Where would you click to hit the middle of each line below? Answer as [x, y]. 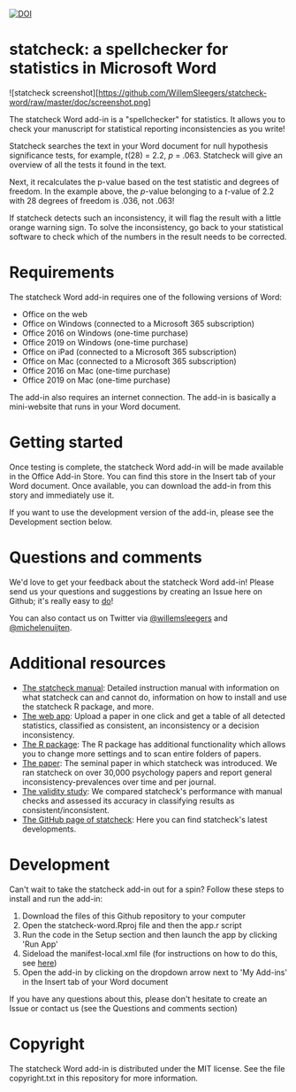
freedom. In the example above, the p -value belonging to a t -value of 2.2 [142, 191]
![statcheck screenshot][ [54, 92]
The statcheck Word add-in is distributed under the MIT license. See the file [147, 1068]
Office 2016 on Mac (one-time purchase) [96, 370]
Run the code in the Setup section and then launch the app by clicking [150, 934]
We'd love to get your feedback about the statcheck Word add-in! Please [142, 582]
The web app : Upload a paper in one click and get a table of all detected [153, 716]
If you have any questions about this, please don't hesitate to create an [138, 999]
